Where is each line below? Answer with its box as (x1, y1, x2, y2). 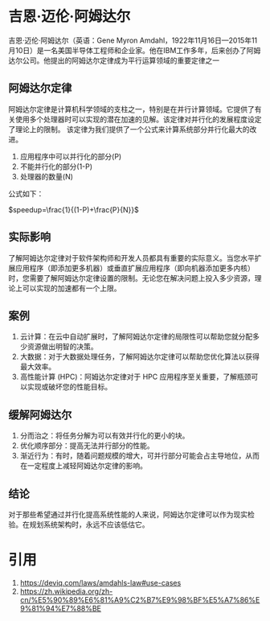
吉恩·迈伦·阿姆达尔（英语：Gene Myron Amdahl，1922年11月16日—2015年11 (8, 35, 258, 45)
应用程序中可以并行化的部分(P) (19, 151, 122, 161)
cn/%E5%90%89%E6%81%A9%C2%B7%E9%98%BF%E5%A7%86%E (19, 594, 260, 604)
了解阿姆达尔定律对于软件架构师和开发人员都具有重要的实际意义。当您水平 (8, 253, 255, 262)
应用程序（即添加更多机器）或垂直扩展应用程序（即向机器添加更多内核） (14, 263, 255, 273)
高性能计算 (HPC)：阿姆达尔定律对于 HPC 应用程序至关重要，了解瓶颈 (19, 372, 252, 382)
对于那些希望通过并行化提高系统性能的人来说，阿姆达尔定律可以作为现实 (8, 510, 247, 519)
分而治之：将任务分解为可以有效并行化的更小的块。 (19, 431, 190, 441)
